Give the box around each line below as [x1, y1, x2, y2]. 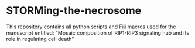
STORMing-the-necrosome [6, 4, 142, 17]
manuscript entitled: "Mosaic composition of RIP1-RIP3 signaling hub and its [6, 29, 189, 36]
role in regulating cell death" [6, 35, 74, 42]
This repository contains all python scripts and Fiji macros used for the [6, 23, 176, 30]
